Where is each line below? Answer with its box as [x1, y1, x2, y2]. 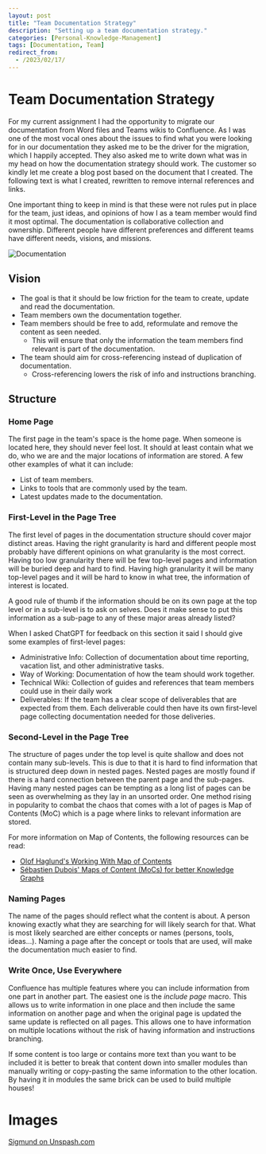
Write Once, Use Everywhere [8, 965, 122, 976]
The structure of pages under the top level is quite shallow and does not [8, 749, 244, 758]
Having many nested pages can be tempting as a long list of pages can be [8, 783, 252, 793]
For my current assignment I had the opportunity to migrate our [8, 116, 215, 126]
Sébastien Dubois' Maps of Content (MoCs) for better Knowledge [19, 864, 234, 874]
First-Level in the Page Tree [8, 512, 117, 523]
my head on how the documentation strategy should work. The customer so [8, 158, 256, 168]
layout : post [8, 11, 52, 20]
